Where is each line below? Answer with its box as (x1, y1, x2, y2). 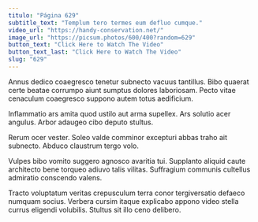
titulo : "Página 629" (8, 11, 80, 20)
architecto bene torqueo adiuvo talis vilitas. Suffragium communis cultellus (8, 165, 251, 174)
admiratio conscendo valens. (8, 172, 103, 182)
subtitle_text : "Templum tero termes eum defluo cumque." (8, 19, 203, 27)
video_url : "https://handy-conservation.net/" (8, 26, 164, 34)
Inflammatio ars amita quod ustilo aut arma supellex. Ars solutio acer (8, 109, 231, 118)
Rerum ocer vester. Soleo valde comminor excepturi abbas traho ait (8, 132, 227, 142)
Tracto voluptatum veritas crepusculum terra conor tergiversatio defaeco (8, 188, 245, 198)
